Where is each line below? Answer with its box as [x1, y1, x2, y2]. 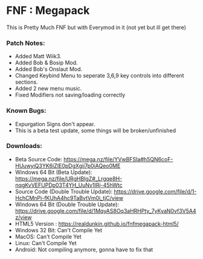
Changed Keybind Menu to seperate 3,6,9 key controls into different [14, 72, 184, 79]
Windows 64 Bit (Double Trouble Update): [14, 201, 120, 208]
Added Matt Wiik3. [14, 53, 62, 60]
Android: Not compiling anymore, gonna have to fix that [14, 246, 153, 253]
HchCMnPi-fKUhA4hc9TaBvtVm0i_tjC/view [14, 194, 124, 201]
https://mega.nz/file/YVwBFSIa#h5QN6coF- [63, 155, 173, 163]
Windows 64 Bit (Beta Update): [14, 168, 92, 176]
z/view [14, 214, 32, 221]
